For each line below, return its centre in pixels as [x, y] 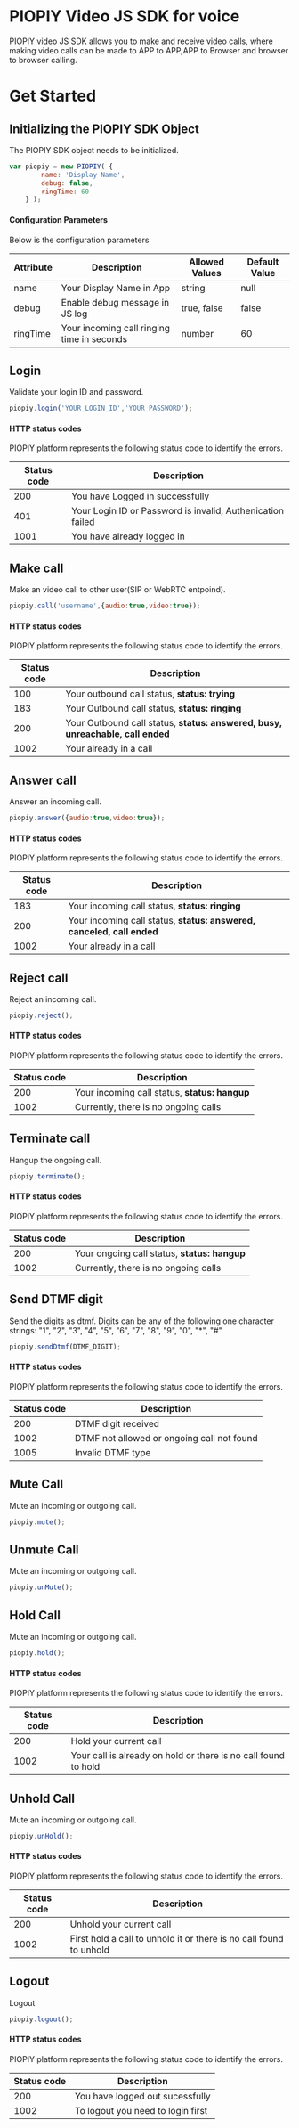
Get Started [53, 96]
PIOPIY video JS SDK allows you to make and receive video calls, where [141, 41]
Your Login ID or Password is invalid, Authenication [178, 511]
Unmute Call [44, 1549]
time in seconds [94, 338]
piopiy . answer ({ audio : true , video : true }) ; [87, 818]
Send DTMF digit [57, 1299]
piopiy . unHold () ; [41, 1836]
